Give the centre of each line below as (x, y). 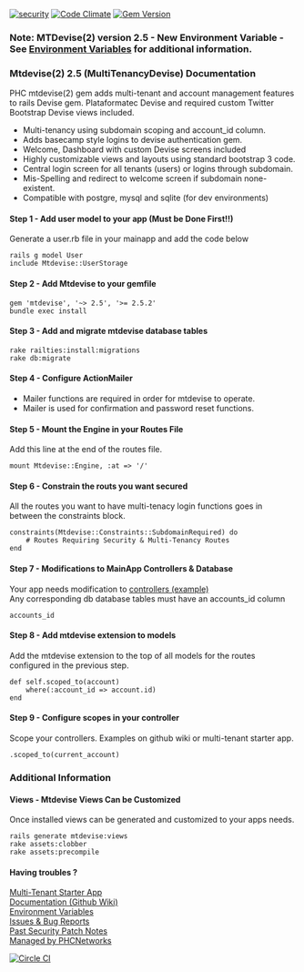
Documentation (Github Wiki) (64, 902)
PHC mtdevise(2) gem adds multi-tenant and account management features (152, 93)
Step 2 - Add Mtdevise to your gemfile (83, 284)
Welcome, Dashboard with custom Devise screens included (134, 149)
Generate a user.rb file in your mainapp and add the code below (129, 239)
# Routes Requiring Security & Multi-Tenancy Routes (128, 541)
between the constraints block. (67, 516)
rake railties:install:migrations (75, 350)
